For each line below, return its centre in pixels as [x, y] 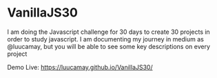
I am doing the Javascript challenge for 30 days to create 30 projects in [108, 32]
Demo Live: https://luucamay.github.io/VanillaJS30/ [80, 67]
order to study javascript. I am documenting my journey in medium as [106, 39]
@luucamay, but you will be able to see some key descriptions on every [109, 46]
